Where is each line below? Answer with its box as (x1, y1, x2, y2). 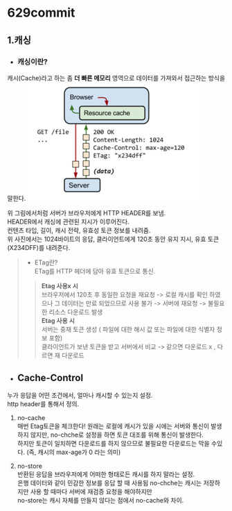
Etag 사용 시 (41, 317, 75, 325)
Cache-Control (17, 371, 84, 383)
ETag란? (34, 258, 58, 267)
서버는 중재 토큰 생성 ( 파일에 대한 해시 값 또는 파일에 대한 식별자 (41, 325, 215, 334)
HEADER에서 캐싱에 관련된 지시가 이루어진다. (7, 217, 130, 226)
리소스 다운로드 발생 (48, 308, 103, 317)
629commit (7, 5, 75, 21)
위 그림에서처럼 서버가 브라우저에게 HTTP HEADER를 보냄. (7, 209, 166, 217)
